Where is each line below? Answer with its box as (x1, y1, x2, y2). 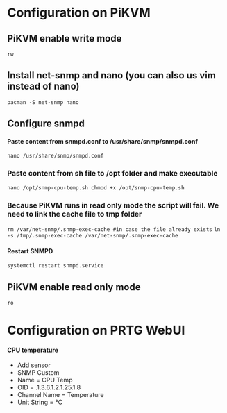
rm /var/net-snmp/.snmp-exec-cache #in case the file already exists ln (7, 226, 221, 233)
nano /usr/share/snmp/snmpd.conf (7, 153, 104, 160)
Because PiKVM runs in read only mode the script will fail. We (7, 200, 219, 210)
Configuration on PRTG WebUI (7, 323, 185, 338)
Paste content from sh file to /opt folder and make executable (7, 169, 218, 178)
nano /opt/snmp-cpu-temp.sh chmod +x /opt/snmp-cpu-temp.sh (7, 184, 185, 192)
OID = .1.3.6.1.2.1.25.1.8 (17, 383, 81, 391)
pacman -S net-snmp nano (7, 99, 79, 106)
